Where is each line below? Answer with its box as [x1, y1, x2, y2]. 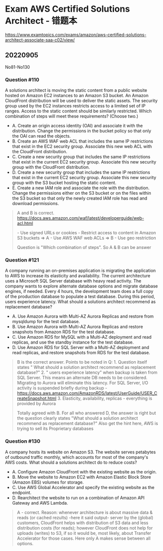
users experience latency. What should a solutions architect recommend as [5, 299, 156, 305]
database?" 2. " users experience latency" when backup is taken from [17, 369, 158, 375]
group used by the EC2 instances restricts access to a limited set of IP [5, 103, 146, 109]
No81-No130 [5, 64, 30, 70]
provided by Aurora [17, 401, 56, 407]
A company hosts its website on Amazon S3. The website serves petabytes [5, 449, 156, 455]
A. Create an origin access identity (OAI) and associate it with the [12, 123, 143, 129]
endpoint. [12, 490, 32, 495]
